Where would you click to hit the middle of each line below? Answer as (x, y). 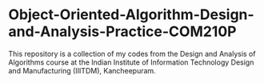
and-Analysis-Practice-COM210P (122, 32)
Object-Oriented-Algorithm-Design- (131, 15)
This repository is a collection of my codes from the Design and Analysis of (132, 53)
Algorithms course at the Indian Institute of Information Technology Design (131, 62)
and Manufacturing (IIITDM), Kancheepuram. (82, 70)
